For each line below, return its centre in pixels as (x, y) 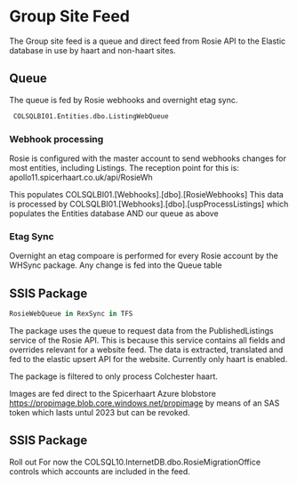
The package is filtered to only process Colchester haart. (113, 376)
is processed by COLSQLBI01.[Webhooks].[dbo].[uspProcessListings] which (149, 204)
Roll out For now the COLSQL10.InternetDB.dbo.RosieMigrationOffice (135, 462)
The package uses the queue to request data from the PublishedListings (141, 330)
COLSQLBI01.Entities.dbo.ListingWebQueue (91, 116)
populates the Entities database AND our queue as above (114, 213)
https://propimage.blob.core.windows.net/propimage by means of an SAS (144, 403)
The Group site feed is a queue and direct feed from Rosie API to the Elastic (148, 41)
